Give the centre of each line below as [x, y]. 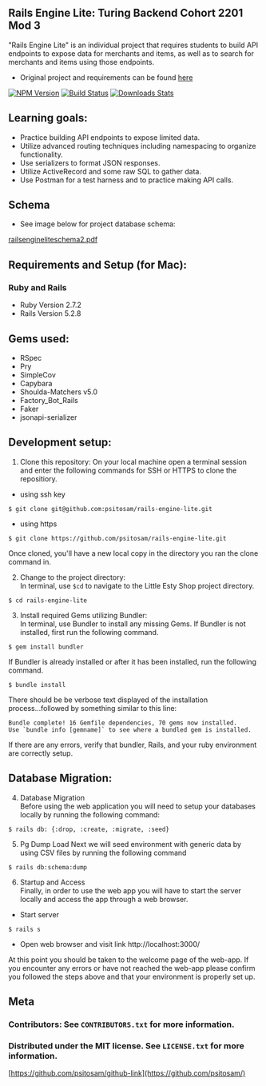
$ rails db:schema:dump [48, 867]
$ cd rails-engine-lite [48, 600]
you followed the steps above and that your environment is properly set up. [132, 976]
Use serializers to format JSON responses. [90, 162]
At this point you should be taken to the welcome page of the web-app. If [129, 960]
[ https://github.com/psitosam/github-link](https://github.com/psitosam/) [127, 1073]
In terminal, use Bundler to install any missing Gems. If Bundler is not [133, 624]
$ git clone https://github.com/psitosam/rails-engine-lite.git [117, 538]
